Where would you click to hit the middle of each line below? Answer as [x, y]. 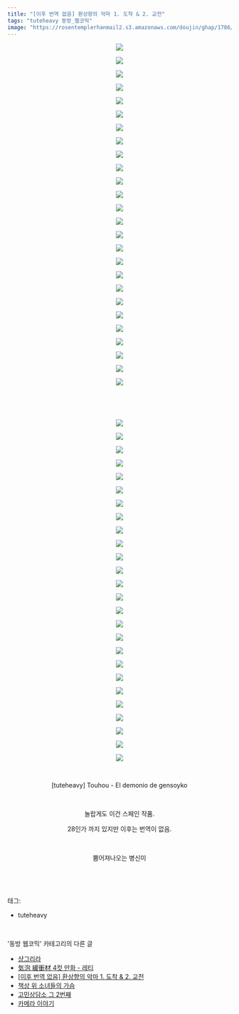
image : [17, 27]
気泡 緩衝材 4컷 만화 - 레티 [55, 968]
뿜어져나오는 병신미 [119, 858]
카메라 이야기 [36, 1003]
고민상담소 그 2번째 [44, 995]
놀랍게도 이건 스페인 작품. [119, 814]
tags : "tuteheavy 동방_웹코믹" [50, 21]
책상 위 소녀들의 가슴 [46, 985]
